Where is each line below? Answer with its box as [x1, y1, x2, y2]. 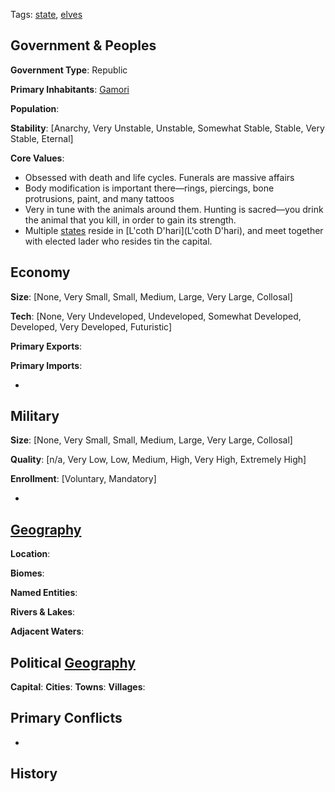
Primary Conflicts [10, 710, 123, 727]
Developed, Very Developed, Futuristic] [10, 320, 173, 333]
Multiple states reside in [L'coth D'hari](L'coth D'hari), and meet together [24, 224, 324, 236]
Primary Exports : [10, 340, 83, 352]
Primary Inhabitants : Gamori [10, 83, 130, 95]
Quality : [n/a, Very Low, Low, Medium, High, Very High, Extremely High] [10, 454, 307, 466]
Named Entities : [10, 587, 78, 599]
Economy [10, 264, 71, 281]
